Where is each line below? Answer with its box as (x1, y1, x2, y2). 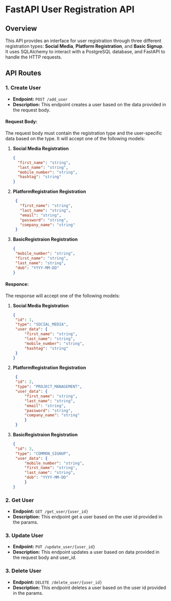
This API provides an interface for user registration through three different (5, 37, 162, 44)
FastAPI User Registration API (5, 4, 135, 15)
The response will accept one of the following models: (5, 293, 120, 299)
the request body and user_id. (12, 554, 77, 560)
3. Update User (5, 532, 44, 539)
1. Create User (5, 84, 41, 91)
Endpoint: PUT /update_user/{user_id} (12, 544, 96, 550)
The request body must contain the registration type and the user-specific (5, 130, 163, 136)
